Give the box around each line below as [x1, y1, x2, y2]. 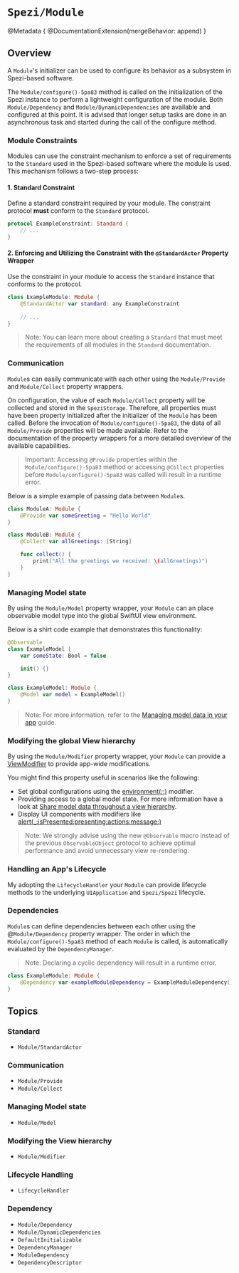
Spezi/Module [7, 6, 84, 19]
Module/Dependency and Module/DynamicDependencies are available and [7, 103, 211, 111]
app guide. [24, 718, 57, 726]
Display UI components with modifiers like [17, 810, 142, 819]
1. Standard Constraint [7, 183, 75, 192]
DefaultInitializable [17, 1236, 82, 1244]
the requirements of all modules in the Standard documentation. [24, 340, 211, 349]
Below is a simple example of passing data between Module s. [7, 491, 186, 500]
